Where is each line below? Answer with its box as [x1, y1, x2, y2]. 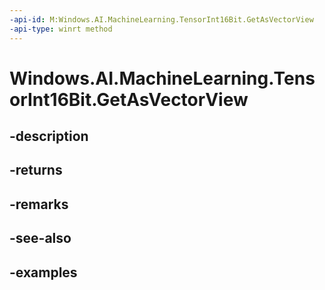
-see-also [9, 230, 72, 247]
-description [9, 128, 89, 145]
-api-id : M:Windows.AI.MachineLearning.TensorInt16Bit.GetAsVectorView [9, 14, 314, 25]
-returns [9, 162, 63, 179]
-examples [9, 264, 78, 281]
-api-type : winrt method [9, 24, 113, 34]
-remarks [9, 196, 69, 213]
